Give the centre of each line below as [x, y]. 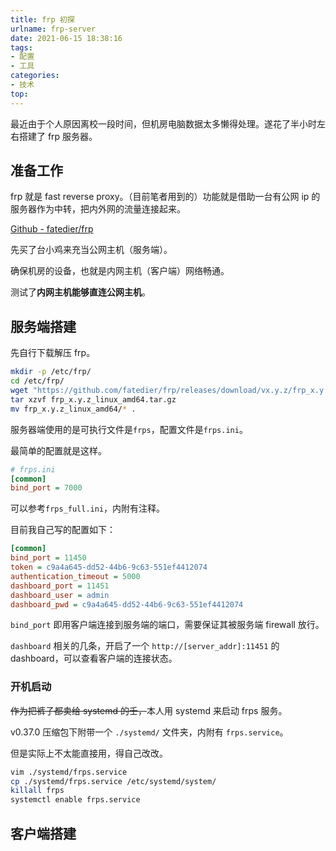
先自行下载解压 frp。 [53, 353]
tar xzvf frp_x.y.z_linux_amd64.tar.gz [93, 399]
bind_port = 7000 [46, 488]
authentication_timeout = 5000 [75, 576]
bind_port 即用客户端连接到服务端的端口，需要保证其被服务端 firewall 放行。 [167, 625]
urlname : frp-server [53, 29]
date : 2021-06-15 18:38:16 [66, 38]
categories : [35, 76]
